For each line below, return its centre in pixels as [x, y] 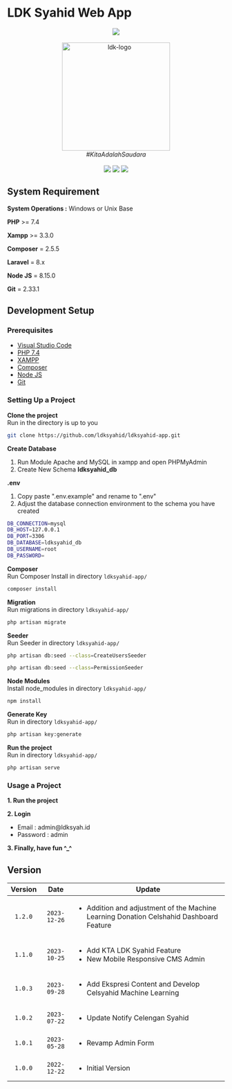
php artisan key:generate [44, 735]
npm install [24, 701]
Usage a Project [34, 785]
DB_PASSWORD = [26, 555]
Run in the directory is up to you [52, 422]
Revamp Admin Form [120, 1043]
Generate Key [27, 714]
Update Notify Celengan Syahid [137, 1018]
